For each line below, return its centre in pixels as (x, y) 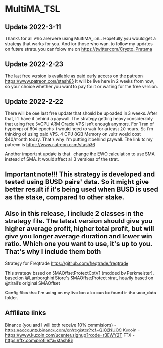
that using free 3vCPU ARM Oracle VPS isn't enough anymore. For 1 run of (80, 124)
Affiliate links (26, 313)
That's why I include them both (53, 252)
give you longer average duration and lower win (79, 236)
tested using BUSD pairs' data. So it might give (77, 182)
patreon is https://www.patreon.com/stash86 (50, 144)
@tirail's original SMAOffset (33, 283)
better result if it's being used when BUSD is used (81, 190)
